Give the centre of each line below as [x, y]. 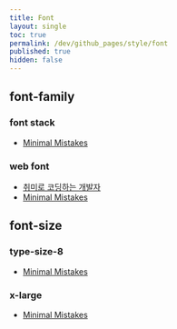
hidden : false [36, 60]
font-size [36, 226]
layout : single [38, 26]
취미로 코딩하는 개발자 [62, 186]
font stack [33, 123]
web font [29, 166]
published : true [40, 52]
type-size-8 [36, 252]
